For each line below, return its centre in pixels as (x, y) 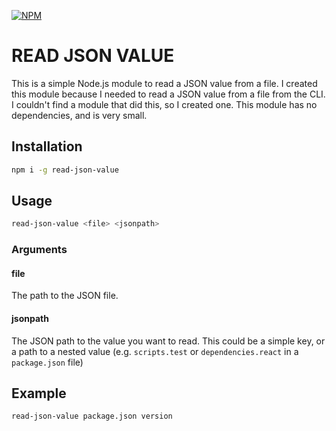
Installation (47, 146)
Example (39, 393)
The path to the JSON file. (65, 296)
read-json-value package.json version (92, 416)
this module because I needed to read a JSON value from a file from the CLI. (168, 94)
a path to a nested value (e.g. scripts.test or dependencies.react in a (155, 351)
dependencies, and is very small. (79, 115)
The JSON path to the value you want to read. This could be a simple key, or (168, 341)
